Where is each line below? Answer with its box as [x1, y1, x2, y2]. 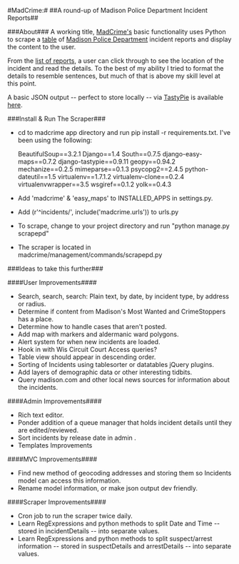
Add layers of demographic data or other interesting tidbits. [17, 368, 193, 376]
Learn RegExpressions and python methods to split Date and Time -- [17, 519, 220, 528]
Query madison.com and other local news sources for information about [17, 376, 230, 384]
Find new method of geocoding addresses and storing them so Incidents [17, 469, 232, 477]
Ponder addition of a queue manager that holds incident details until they [17, 418, 232, 427]
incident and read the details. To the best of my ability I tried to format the [7, 64, 224, 72]
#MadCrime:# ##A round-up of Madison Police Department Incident [7, 6, 208, 14]
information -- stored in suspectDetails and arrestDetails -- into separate [17, 542, 232, 550]
